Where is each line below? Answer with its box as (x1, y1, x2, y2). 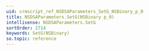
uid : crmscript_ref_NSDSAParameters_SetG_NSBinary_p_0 (6, 8, 144, 15)
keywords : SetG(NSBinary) (6, 30, 69, 36)
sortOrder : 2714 (6, 25, 46, 31)
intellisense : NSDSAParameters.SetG (6, 19, 96, 25)
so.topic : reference (6, 36, 57, 42)
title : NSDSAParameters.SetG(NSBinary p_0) (6, 14, 115, 20)
